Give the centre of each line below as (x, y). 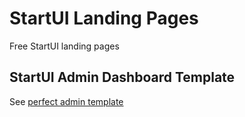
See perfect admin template (66, 101)
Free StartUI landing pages (64, 46)
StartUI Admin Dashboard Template (122, 77)
